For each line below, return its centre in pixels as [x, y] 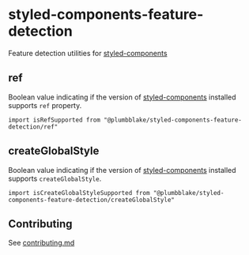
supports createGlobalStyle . [55, 178]
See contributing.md [41, 243]
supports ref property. [45, 105]
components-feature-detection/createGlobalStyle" [92, 200]
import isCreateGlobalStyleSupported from [79, 193]
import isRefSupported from [55, 120]
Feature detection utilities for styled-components [88, 53]
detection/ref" [33, 127]
